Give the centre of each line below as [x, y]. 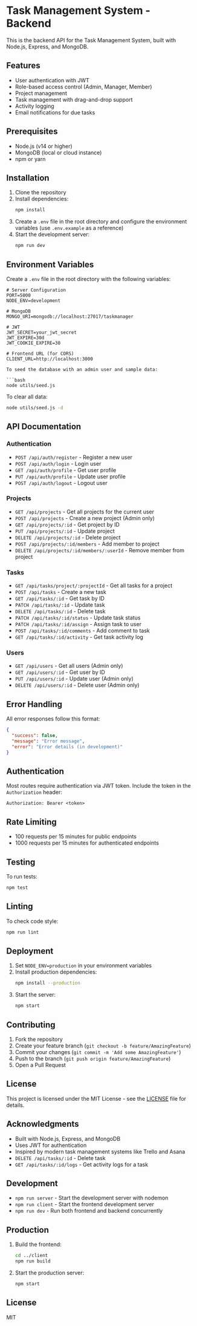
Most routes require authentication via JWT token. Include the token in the [99, 786]
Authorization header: [34, 792]
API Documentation [44, 427]
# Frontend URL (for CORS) [40, 354]
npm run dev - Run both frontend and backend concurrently [89, 1211]
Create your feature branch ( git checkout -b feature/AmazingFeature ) [103, 1046]
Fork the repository [39, 1039]
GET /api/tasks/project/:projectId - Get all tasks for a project [94, 585]
